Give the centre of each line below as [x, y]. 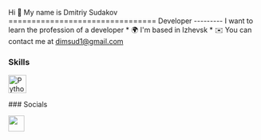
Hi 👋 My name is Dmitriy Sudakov [63, 12]
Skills [19, 62]
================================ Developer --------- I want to [131, 21]
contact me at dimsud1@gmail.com [66, 41]
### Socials [28, 105]
